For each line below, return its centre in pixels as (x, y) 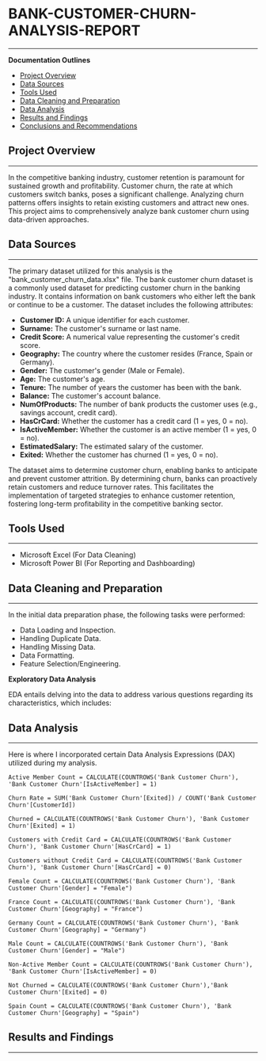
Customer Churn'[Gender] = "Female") (70, 888)
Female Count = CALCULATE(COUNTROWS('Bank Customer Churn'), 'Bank (122, 881)
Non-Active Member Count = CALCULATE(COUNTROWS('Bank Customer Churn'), (131, 964)
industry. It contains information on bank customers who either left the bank (132, 296)
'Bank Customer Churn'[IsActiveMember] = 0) (83, 971)
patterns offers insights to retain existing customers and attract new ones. (129, 202)
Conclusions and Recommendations (78, 126)
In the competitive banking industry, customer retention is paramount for (127, 177)
